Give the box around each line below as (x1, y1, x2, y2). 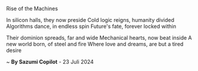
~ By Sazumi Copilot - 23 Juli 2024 (6, 59, 94, 65)
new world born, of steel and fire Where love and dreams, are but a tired (6, 41, 184, 47)
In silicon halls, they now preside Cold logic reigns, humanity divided (6, 17, 175, 23)
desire (6, 47, 22, 54)
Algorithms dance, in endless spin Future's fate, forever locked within (6, 23, 177, 30)
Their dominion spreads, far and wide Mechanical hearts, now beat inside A (6, 34, 192, 41)
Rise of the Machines (6, 5, 58, 12)
